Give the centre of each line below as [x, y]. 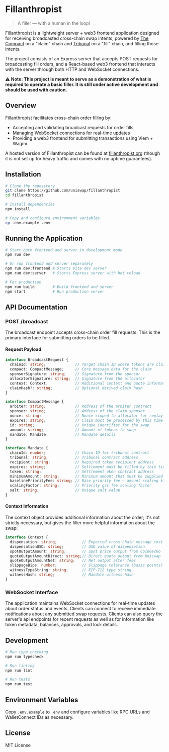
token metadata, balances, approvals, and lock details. [62, 625]
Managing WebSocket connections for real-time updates [71, 133]
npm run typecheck [24, 656]
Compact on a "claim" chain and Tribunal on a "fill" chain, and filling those [82, 43]
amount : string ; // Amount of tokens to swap [73, 430]
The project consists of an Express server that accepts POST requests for [82, 58]
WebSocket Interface [32, 592]
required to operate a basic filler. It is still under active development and [82, 84]
